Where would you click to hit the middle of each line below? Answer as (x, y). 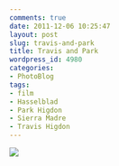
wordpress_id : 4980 (46, 60)
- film (22, 93)
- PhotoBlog (32, 77)
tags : (19, 85)
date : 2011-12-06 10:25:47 (60, 26)
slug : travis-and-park (52, 43)
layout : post (34, 34)
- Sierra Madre (38, 118)
